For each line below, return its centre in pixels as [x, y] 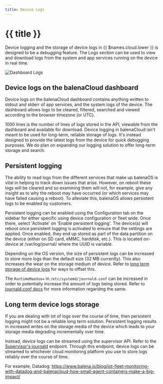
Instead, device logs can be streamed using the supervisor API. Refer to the [81, 341]
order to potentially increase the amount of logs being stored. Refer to [75, 284]
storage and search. [25, 150]
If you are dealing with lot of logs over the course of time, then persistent [78, 316]
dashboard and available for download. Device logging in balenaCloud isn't [80, 129]
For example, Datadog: [28, 366]
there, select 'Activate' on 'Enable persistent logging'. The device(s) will [77, 223]
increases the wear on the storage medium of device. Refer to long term [77, 264]
